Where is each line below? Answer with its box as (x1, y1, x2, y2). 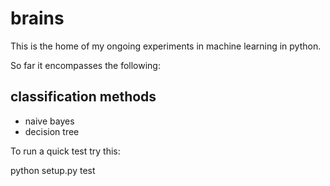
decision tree (24, 125, 80, 137)
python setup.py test (10, 164, 96, 176)
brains (10, 7, 65, 30)
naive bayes (24, 115, 75, 127)
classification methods (10, 88, 157, 106)
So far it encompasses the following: (10, 59, 161, 71)
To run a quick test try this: (10, 145, 121, 157)
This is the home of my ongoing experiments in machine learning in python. (10, 40, 322, 52)
